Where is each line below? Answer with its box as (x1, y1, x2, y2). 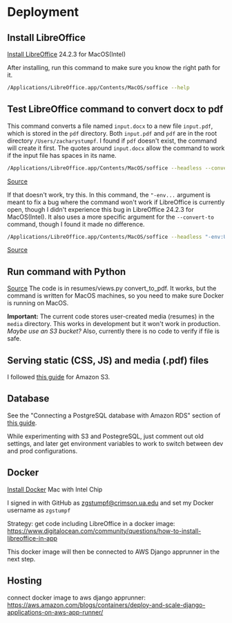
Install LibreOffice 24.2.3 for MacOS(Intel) (7, 50, 126, 58)
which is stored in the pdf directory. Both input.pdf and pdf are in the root (7, 129, 217, 137)
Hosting (7, 575, 43, 587)
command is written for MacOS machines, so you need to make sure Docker (7, 291, 224, 300)
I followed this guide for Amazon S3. (7, 373, 110, 381)
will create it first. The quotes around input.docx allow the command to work (7, 143, 225, 152)
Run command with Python (7, 266, 126, 278)
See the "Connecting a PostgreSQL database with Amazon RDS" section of (7, 411, 221, 419)
